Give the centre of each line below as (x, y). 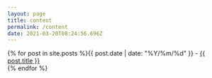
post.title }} (24, 61)
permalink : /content (38, 27)
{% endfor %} (28, 68)
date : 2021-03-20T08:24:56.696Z (55, 33)
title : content (30, 20)
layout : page (27, 14)
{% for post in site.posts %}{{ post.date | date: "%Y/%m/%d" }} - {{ (106, 53)
